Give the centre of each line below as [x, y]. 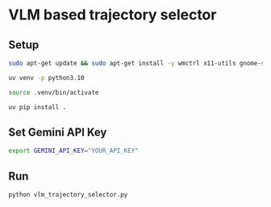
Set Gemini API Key [58, 132]
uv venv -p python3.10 [46, 78]
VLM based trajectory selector [113, 15]
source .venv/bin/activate [54, 92]
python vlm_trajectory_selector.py [68, 195]
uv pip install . [38, 107]
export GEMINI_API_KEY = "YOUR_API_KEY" [73, 151]
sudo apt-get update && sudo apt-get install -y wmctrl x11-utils [122, 63]
